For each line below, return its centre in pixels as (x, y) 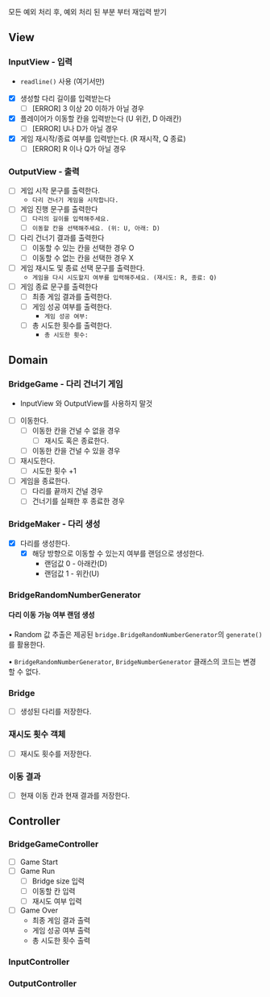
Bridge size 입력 (58, 881)
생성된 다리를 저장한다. (56, 712)
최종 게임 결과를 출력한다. (72, 296)
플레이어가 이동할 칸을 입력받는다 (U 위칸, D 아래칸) (101, 118)
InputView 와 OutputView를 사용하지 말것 (86, 403)
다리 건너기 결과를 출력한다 (62, 238)
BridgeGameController (54, 844)
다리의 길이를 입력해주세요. (71, 219)
